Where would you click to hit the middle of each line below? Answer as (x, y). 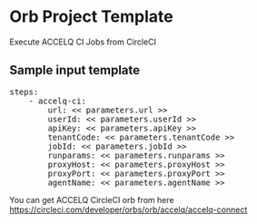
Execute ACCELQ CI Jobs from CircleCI (83, 42)
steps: (24, 92)
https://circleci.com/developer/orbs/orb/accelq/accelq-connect (128, 209)
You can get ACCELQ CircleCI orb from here (92, 200)
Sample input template (75, 70)
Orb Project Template (92, 17)
